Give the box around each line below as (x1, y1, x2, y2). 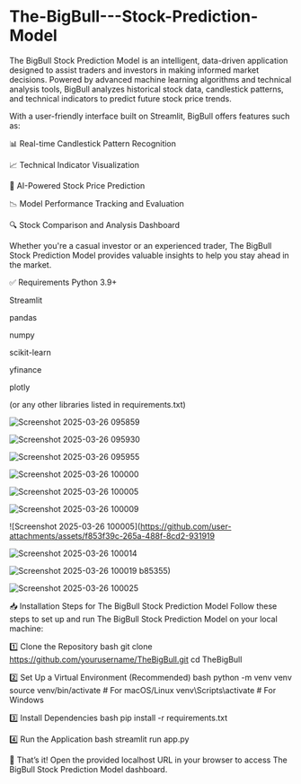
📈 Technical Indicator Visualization (9, 159, 139, 170)
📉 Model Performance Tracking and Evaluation (9, 198, 184, 208)
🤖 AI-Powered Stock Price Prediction (9, 180, 146, 190)
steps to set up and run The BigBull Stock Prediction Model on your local (9, 613, 279, 624)
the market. (9, 259, 52, 270)
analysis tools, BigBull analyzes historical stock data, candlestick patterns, (9, 84, 285, 94)
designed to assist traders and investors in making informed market (9, 65, 260, 75)
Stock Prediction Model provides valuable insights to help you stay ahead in (9, 250, 289, 260)
